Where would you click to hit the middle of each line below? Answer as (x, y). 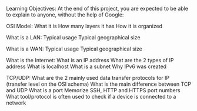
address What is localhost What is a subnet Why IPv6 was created (86, 66)
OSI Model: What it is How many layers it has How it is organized (84, 26)
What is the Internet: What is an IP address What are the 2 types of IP (90, 60)
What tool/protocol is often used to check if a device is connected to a (91, 97)
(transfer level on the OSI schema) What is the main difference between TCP (98, 84)
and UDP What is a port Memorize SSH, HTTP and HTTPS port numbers (93, 90)
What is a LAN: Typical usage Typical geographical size (73, 37)
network (16, 103)
